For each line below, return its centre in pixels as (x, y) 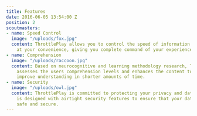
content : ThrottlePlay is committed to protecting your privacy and (97, 93)
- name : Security (27, 83)
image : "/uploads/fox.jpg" (44, 39)
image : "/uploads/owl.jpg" (44, 88)
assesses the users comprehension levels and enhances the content (101, 71)
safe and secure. (38, 104)
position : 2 (21, 22)
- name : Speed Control (34, 33)
